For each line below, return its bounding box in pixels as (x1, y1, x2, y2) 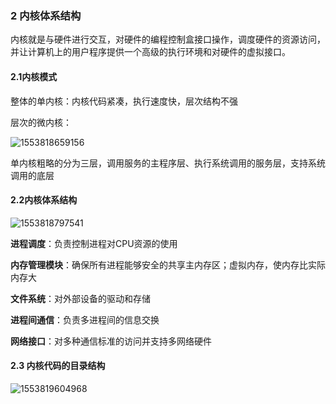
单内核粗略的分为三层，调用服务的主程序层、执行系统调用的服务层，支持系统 (10, 157, 326, 169)
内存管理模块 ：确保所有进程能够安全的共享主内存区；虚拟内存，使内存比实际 (10, 258, 326, 271)
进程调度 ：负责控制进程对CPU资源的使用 (10, 237, 178, 249)
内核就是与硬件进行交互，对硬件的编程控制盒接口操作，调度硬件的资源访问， (10, 33, 326, 46)
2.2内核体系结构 (10, 194, 78, 206)
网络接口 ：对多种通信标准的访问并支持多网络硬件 (10, 335, 212, 347)
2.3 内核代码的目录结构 (10, 360, 106, 372)
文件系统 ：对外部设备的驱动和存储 (10, 292, 151, 304)
